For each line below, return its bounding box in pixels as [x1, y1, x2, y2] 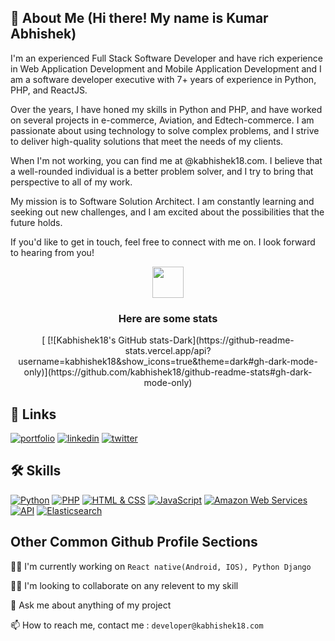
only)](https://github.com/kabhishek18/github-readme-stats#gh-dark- [23, 366, 313, 378]
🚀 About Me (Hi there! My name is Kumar [10, 10, 269, 27]
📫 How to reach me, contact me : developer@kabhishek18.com [10, 619, 264, 631]
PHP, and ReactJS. [10, 84, 88, 96]
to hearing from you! [10, 246, 95, 258]
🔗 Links [10, 406, 57, 423]
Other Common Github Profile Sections [10, 534, 258, 551]
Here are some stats [118, 311, 218, 325]
